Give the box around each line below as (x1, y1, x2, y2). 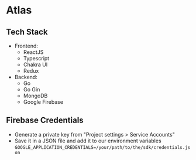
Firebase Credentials (6, 115, 84, 125)
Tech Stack (6, 27, 48, 37)
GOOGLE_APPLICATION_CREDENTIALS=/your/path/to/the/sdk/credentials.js (14, 144, 191, 150)
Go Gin (23, 86, 40, 93)
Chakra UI (23, 61, 48, 68)
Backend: (14, 74, 38, 80)
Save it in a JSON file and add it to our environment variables (14, 137, 162, 144)
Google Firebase (23, 98, 63, 105)
